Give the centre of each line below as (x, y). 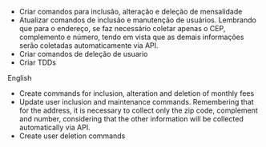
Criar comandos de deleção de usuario (83, 54)
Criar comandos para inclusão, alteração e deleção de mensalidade (131, 12)
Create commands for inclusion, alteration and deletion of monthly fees (137, 93)
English (20, 78)
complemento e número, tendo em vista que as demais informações (131, 37)
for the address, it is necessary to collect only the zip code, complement (138, 110)
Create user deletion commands (72, 136)
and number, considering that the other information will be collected (131, 119)
